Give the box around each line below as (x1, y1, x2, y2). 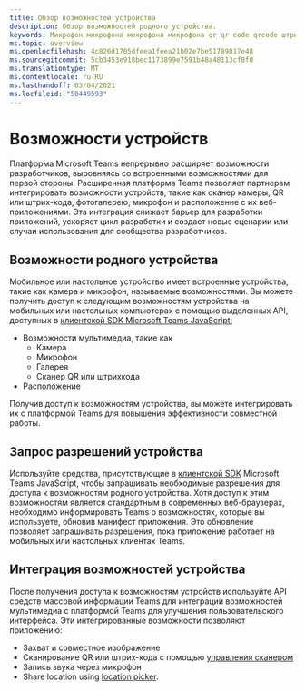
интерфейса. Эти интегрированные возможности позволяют (9, 615, 246, 626)
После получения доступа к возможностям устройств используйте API (9, 586, 288, 597)
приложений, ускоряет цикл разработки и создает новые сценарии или (9, 216, 289, 227)
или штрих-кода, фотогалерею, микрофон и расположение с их (9, 197, 257, 208)
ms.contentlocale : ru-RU (9, 73, 103, 82)
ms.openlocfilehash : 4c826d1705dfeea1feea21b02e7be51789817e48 (9, 47, 254, 56)
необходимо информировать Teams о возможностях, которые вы (9, 507, 265, 518)
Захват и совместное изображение (22, 642, 161, 653)
